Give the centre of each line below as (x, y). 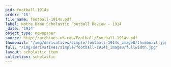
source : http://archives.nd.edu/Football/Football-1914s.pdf (72, 38)
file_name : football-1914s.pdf (38, 19)
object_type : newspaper (31, 33)
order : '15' (18, 15)
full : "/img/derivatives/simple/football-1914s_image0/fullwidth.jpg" (82, 47)
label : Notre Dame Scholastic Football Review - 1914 (64, 24)
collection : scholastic (31, 57)
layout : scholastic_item (32, 52)
